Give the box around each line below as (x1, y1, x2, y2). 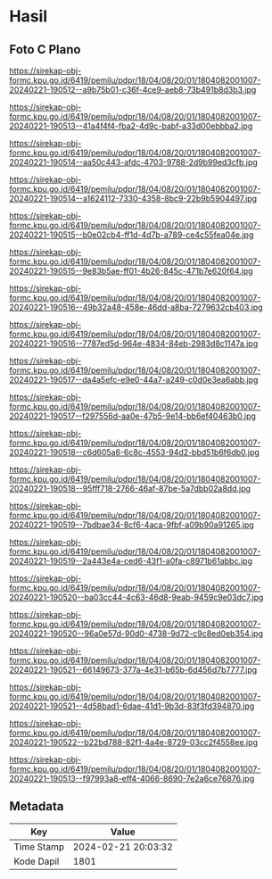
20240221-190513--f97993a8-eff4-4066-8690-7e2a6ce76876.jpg (9, 774, 255, 784)
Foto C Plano (9, 42, 81, 57)
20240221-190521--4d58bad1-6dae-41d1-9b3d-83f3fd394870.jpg (9, 701, 255, 711)
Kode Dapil (13, 855, 60, 867)
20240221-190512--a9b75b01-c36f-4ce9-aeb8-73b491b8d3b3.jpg (9, 85, 257, 95)
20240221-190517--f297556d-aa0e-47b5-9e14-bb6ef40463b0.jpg (9, 410, 257, 421)
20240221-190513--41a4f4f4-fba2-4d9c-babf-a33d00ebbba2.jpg (9, 120, 253, 131)
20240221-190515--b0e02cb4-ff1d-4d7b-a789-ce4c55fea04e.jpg (9, 229, 254, 240)
